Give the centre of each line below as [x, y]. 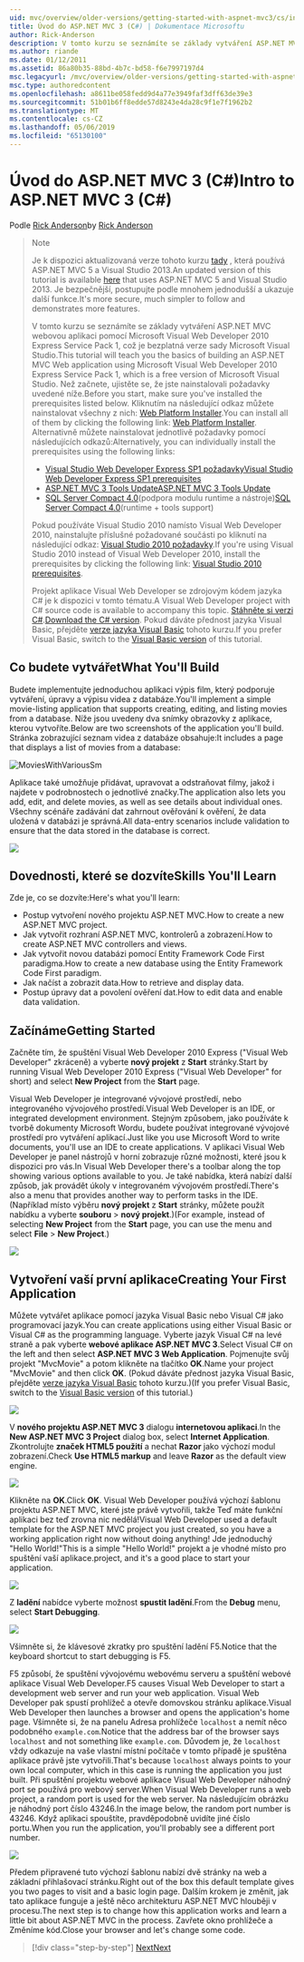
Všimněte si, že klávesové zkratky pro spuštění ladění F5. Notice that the [143, 1646]
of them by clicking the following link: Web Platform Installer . [144, 422]
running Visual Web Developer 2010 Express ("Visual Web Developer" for [146, 1072]
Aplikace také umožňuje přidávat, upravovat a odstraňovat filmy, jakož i [142, 782]
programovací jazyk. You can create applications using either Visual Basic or [151, 1325]
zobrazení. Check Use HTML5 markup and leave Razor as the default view [148, 1456]
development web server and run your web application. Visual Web [134, 1694]
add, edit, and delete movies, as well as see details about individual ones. [146, 801]
